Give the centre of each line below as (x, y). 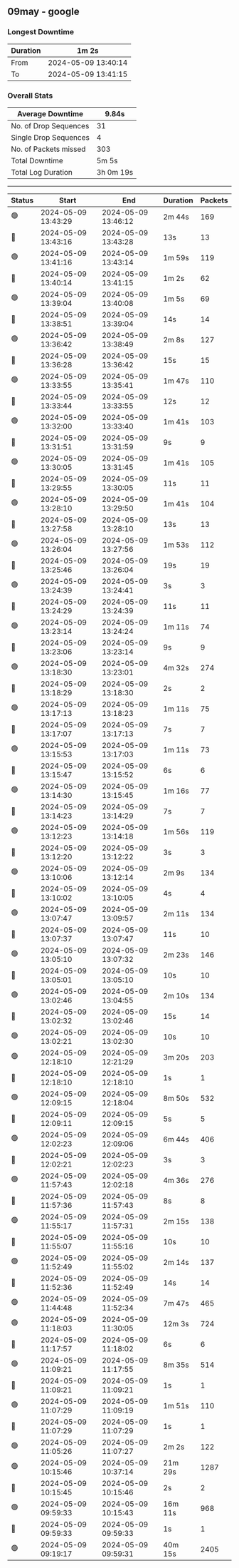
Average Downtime (51, 113)
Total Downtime (37, 160)
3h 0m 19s (115, 172)
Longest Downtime (41, 32)
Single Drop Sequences (51, 137)
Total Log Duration (42, 172)
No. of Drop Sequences (50, 125)
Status (22, 200)
